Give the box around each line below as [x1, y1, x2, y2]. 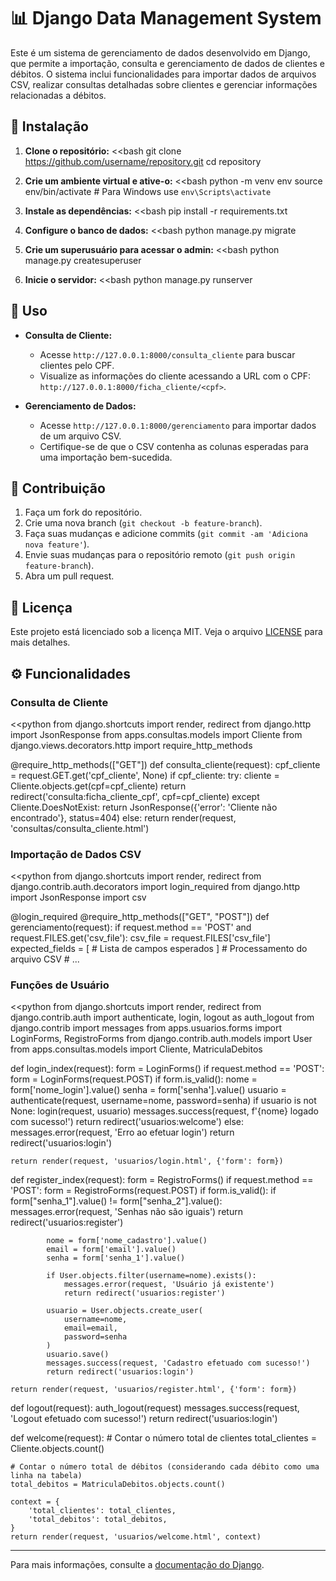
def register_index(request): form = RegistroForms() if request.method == [10, 1174, 314, 1186]
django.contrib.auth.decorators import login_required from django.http [10, 881, 301, 893]
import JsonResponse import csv [10, 891, 147, 904]
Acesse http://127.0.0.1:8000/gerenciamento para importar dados [39, 419, 317, 431]
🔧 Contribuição [10, 480, 106, 497]
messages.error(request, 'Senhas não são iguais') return [10, 1206, 243, 1218]
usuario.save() [46, 1350, 110, 1360]
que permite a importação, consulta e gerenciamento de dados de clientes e [10, 57, 325, 69]
